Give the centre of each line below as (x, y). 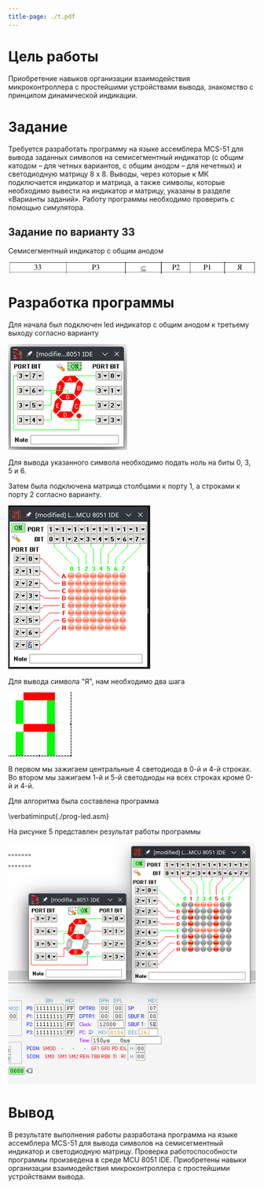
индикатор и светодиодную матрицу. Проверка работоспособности (123, 1152)
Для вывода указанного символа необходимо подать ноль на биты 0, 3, (130, 462)
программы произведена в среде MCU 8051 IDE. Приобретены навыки (127, 1160)
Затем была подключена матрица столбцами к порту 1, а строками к (125, 486)
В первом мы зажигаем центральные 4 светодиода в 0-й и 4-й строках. (130, 769)
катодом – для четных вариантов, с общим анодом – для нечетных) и (125, 165)
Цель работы (53, 56)
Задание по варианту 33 (71, 232)
